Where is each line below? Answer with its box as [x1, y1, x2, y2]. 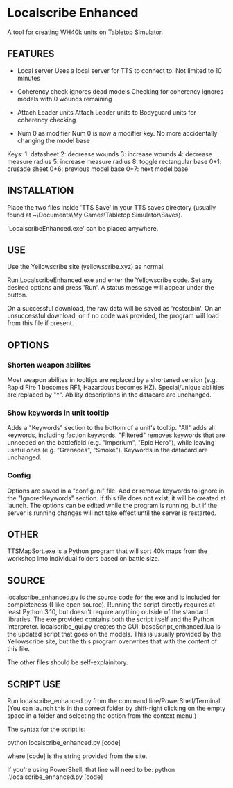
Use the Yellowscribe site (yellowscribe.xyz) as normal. [7, 263, 165, 271]
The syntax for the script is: [7, 725, 86, 734]
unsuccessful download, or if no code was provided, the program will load [7, 311, 220, 320]
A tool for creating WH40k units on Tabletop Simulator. [7, 28, 164, 36]
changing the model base [17, 136, 90, 145]
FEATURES [7, 48, 55, 60]
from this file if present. [7, 319, 74, 327]
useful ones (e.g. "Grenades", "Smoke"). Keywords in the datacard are [7, 446, 208, 454]
